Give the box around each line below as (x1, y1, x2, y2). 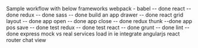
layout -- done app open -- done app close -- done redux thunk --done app (6, 18, 193, 24)
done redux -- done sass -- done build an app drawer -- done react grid (6, 11, 184, 18)
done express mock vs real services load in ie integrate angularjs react (6, 30, 180, 37)
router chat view (6, 37, 47, 43)
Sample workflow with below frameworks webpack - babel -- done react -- (6, 5, 191, 12)
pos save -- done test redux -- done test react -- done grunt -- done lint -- (6, 24, 190, 31)
